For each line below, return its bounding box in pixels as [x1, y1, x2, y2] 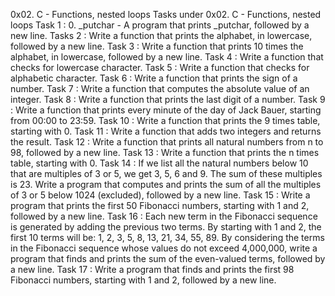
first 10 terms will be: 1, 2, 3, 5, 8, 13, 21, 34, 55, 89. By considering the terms [10, 232, 325, 243]
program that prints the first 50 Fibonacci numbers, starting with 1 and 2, [10, 200, 310, 211]
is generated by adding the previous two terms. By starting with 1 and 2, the [10, 221, 322, 233]
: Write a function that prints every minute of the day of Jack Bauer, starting [10, 104, 322, 116]
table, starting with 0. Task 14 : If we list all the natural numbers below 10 [10, 157, 309, 169]
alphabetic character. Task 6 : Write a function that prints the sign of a [10, 72, 298, 84]
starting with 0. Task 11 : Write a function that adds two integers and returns [10, 125, 322, 137]
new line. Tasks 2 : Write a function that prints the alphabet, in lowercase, [10, 30, 313, 41]
